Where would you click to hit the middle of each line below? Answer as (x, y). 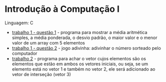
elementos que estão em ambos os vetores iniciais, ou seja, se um (80, 64)
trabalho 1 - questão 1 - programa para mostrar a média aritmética (80, 32)
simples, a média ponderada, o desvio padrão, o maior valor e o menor (84, 38)
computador (25, 53)
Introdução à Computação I (62, 9)
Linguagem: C (19, 23)
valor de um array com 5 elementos (48, 42)
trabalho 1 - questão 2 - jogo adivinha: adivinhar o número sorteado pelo (86, 48)
